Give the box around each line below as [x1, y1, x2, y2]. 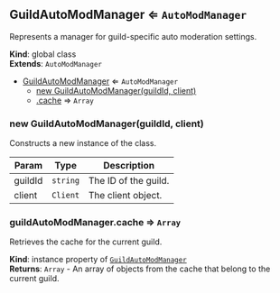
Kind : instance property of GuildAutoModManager [9, 254, 187, 265]
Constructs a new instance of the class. [9, 138, 157, 149]
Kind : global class [9, 49, 77, 60]
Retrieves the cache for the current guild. [9, 236, 163, 247]
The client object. [89, 189, 163, 202]
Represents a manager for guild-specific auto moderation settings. [9, 31, 257, 41]
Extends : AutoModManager [9, 58, 102, 69]
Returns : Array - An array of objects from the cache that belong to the [9, 263, 271, 274]
